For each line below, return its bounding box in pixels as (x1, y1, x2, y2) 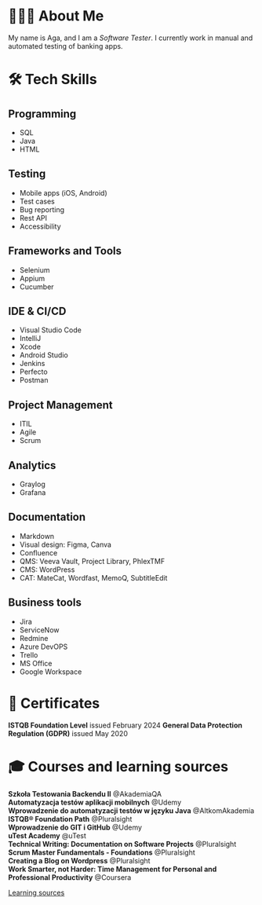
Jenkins (19, 359, 45, 368)
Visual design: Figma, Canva (19, 540, 112, 549)
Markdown (19, 531, 55, 540)
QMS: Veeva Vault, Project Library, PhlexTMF (19, 556, 166, 566)
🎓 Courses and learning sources (8, 757, 229, 775)
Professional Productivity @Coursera (8, 872, 132, 882)
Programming (8, 107, 77, 120)
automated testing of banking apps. (8, 41, 123, 50)
